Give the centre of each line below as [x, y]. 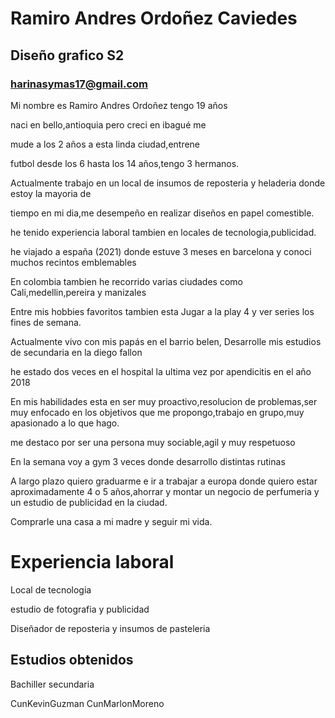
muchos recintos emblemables [73, 262]
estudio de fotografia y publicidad [80, 609]
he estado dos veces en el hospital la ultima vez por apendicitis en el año [161, 371]
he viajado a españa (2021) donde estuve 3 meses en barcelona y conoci [161, 251]
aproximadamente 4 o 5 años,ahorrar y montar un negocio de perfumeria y [165, 491]
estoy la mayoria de [51, 193]
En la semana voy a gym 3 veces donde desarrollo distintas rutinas [148, 461]
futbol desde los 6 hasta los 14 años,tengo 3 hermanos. [125, 163]
